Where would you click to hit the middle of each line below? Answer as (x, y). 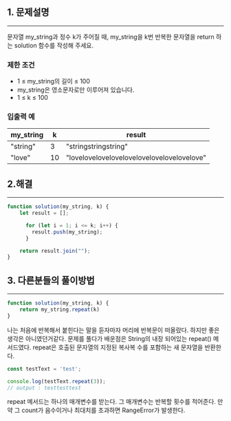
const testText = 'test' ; (44, 369)
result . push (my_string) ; (67, 232)
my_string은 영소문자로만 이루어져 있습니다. (76, 90)
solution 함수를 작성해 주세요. (54, 45)
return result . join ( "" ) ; (55, 251)
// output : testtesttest (44, 388)
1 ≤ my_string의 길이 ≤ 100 (54, 81)
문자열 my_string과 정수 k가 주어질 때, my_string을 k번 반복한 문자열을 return (111, 37)
